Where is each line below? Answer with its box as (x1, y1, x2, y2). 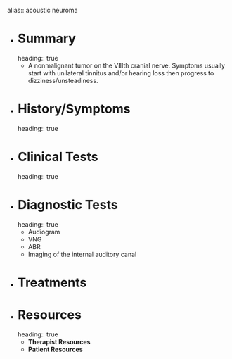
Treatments (17, 275, 87, 291)
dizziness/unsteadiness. (27, 76, 98, 84)
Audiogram (27, 227, 60, 236)
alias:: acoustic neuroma (7, 6, 78, 14)
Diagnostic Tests (17, 197, 118, 213)
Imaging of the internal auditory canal (27, 250, 137, 258)
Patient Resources (27, 345, 83, 353)
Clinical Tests (17, 149, 98, 165)
